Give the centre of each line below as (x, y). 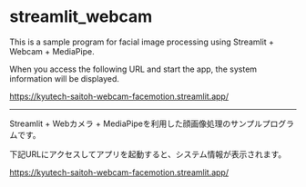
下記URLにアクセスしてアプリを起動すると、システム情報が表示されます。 (148, 154)
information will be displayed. (65, 78)
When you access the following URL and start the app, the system (133, 69)
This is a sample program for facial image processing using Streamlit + (142, 42)
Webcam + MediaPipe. (52, 51)
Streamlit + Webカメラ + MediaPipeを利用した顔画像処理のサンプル (136, 123)
